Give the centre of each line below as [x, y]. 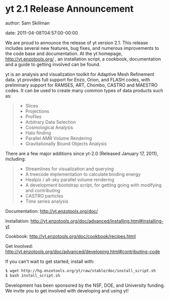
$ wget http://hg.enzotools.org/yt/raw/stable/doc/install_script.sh [81, 270]
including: [16, 159]
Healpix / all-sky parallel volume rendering [70, 179]
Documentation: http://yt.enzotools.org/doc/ [52, 211]
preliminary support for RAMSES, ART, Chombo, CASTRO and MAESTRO [81, 85]
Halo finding [38, 132]
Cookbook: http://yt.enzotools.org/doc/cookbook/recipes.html [70, 236]
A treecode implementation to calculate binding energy [83, 174]
